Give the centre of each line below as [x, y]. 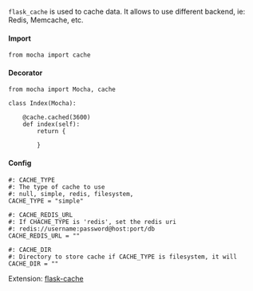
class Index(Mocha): [43, 104]
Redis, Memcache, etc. [46, 20]
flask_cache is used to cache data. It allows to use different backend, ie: [127, 12]
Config [20, 163]
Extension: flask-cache [46, 278]
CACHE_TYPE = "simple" [46, 201]
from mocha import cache [49, 55]
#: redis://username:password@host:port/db [82, 229]
